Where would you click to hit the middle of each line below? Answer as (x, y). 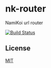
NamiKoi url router (24, 23)
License (18, 48)
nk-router (26, 9)
